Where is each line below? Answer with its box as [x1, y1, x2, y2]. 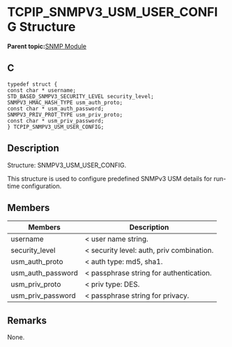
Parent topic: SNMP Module [7, 42, 87, 50]
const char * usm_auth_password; [7, 105, 105, 112]
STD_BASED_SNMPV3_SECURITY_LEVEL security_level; [7, 93, 155, 100]
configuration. [21, 182, 62, 190]
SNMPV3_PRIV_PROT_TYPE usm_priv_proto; [7, 111, 123, 118]
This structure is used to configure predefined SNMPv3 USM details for [7, 174, 212, 183]
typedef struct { [7, 81, 58, 88]
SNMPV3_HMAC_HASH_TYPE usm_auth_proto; [7, 99, 123, 106]
